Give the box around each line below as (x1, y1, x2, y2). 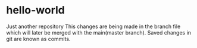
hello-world (6, 4, 65, 17)
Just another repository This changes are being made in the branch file (6, 23, 181, 30)
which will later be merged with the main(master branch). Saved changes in (6, 29, 192, 36)
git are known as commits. (6, 35, 71, 42)
